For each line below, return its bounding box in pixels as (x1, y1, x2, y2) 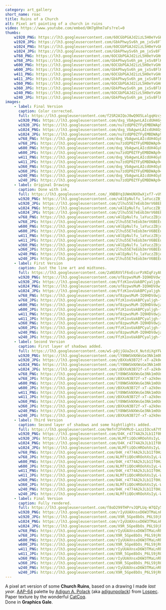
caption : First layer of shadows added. (18, 344, 103, 349)
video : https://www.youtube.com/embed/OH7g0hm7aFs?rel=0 (5, 26, 125, 31)
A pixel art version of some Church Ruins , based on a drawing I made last (5, 583, 156, 589)
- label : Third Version (14, 418, 63, 423)
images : (5, 100, 21, 105)
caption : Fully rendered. (18, 500, 72, 506)
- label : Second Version (14, 339, 65, 344)
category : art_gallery (5, 7, 52, 12)
